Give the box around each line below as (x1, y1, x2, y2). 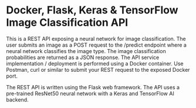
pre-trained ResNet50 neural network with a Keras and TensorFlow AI (6, 90, 174, 97)
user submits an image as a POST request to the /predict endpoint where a (6, 41, 187, 48)
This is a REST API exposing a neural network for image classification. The (6, 35, 186, 42)
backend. (6, 96, 29, 103)
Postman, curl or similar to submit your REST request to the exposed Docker (6, 66, 190, 73)
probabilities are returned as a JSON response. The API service (6, 54, 160, 61)
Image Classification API (6, 16, 129, 29)
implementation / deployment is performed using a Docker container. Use (6, 60, 184, 67)
